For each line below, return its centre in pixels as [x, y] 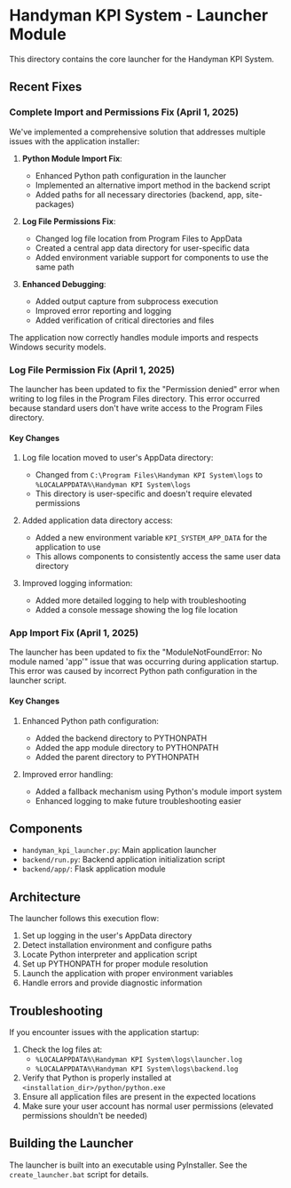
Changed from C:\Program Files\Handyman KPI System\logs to [149, 475]
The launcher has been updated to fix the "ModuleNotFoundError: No [136, 652]
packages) [55, 204]
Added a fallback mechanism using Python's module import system [158, 791]
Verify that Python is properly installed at [97, 1078]
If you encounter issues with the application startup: [104, 1032]
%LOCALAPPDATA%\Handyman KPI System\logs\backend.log [137, 1069]
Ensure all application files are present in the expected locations [139, 1097]
